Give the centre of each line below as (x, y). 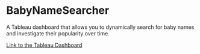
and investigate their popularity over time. (58, 33)
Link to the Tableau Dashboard (44, 45)
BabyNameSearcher (58, 10)
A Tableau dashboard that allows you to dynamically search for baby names (100, 27)
